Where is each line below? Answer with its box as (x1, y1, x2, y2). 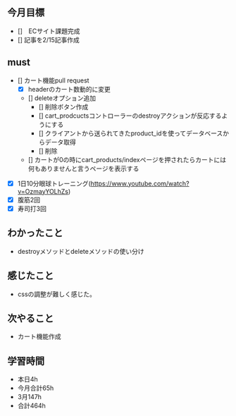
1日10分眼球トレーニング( (17, 179, 92, 188)
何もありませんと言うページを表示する (27, 164, 139, 173)
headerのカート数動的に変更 (27, 85, 111, 93)
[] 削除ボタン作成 (38, 102, 89, 111)
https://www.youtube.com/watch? (90, 179, 190, 188)
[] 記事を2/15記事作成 (17, 35, 80, 44)
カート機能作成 (17, 332, 61, 341)
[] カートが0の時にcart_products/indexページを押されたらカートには (27, 155, 227, 164)
